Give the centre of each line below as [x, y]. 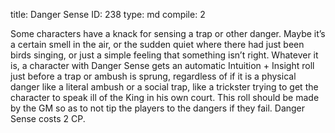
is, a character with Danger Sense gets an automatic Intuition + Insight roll [162, 65]
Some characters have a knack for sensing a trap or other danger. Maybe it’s [168, 33]
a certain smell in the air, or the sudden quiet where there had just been [157, 44]
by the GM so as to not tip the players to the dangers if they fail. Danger [158, 108]
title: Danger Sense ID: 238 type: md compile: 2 [108, 14]
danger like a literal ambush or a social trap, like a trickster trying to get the [164, 87]
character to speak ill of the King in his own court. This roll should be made [165, 97]
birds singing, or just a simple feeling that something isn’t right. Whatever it [164, 55]
